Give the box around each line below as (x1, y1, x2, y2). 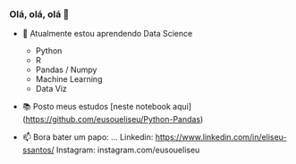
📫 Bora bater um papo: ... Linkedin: (21, 132, 154, 143)
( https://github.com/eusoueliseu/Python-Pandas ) (21, 114, 204, 125)
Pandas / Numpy (35, 64, 97, 75)
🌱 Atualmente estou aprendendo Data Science (21, 29, 193, 39)
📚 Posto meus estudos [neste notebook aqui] (21, 102, 192, 112)
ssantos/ (21, 144, 55, 155)
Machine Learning (35, 74, 103, 85)
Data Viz (35, 84, 67, 94)
